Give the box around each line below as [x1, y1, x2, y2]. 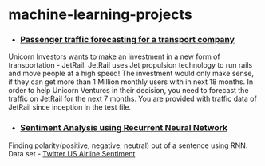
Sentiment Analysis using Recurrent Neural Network [19, 122, 227, 133]
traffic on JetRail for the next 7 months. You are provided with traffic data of [8, 94, 257, 104]
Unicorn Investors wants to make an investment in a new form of [8, 52, 221, 61]
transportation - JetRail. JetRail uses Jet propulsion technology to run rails [8, 60, 253, 70]
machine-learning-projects [8, 6, 193, 24]
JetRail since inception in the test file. [8, 102, 132, 112]
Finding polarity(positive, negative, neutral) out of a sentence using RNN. [8, 141, 248, 150]
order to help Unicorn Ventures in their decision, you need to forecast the [8, 86, 249, 95]
